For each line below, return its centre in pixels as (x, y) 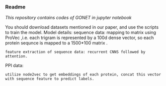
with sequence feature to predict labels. (50, 79)
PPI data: (14, 66)
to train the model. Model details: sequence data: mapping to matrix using (81, 33)
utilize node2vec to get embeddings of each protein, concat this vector (83, 75)
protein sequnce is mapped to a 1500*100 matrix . (56, 43)
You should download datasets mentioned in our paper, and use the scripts (82, 27)
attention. (16, 56)
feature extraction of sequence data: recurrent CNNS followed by (75, 52)
